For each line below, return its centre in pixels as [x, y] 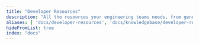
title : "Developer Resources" [44, 11]
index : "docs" [24, 33]
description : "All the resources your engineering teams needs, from [94, 17]
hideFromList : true [30, 28]
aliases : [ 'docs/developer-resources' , [57, 22]
